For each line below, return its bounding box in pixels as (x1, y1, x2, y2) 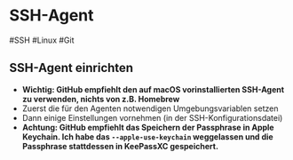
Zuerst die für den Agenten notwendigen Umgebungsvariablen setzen (21, 103, 279, 114)
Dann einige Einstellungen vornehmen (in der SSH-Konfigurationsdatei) (21, 112, 283, 123)
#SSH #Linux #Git (9, 35, 75, 45)
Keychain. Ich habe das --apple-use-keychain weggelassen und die (21, 131, 273, 142)
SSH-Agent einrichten (9, 60, 134, 76)
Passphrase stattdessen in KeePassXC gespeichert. (21, 140, 219, 151)
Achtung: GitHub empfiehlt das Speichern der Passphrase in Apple (21, 122, 274, 132)
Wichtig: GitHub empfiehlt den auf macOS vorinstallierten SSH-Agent (21, 84, 285, 94)
